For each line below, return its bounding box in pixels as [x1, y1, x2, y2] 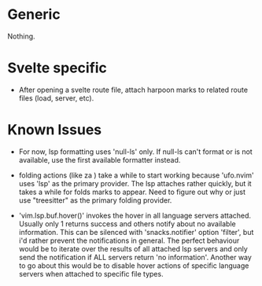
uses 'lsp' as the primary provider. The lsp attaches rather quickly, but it [18, 178, 253, 188]
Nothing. [7, 31, 36, 41]
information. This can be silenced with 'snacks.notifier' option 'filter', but [18, 227, 254, 236]
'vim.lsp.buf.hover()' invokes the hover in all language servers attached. [18, 211, 252, 220]
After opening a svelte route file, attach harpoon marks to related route [18, 85, 249, 94]
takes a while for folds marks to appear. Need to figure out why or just [18, 187, 245, 196]
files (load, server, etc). [18, 93, 94, 103]
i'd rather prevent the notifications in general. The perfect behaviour [18, 236, 240, 245]
